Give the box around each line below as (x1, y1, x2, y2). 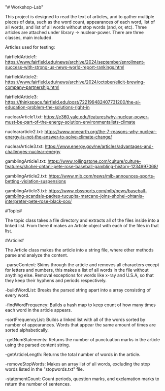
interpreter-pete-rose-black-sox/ (5, 198, 72, 204)
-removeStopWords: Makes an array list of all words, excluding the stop (5, 361, 150, 367)
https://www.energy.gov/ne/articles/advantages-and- (44, 143, 154, 149)
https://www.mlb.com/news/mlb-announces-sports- (48, 173, 155, 179)
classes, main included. (5, 35, 53, 40)
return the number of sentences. (5, 381, 71, 387)
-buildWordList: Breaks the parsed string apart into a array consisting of (5, 287, 151, 293)
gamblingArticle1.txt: (5, 158, 47, 164)
